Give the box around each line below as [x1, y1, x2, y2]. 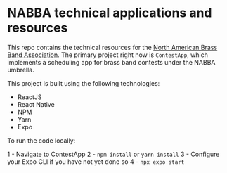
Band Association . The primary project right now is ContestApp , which [7, 51, 209, 59]
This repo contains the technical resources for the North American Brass [7, 43, 218, 51]
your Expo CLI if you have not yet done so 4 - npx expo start [7, 157, 185, 166]
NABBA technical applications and [7, 5, 212, 21]
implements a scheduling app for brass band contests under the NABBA [7, 58, 216, 66]
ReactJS [17, 93, 42, 101]
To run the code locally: [7, 136, 76, 145]
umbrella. [7, 65, 34, 74]
